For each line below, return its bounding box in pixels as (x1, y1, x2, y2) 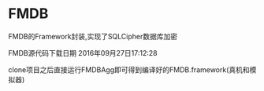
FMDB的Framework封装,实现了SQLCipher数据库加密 (8, 31, 178, 41)
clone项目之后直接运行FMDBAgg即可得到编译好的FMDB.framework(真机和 (8, 64, 250, 75)
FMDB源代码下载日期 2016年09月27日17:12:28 (8, 48, 158, 57)
